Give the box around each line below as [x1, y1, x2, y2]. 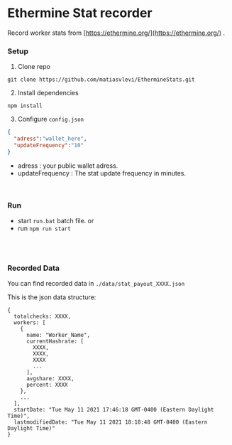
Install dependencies [17, 89, 79, 97]
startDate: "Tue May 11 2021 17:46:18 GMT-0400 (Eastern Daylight [13, 407, 214, 414]
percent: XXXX [26, 382, 69, 389]
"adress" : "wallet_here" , [13, 135, 87, 143]
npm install [7, 102, 43, 109]
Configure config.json [17, 115, 84, 124]
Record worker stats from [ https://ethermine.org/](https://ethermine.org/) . [7, 28, 226, 37]
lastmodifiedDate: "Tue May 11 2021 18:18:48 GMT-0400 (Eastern [13, 419, 208, 426]
